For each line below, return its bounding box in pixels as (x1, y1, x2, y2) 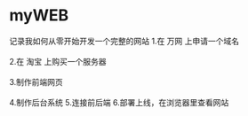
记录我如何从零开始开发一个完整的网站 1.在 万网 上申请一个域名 (9, 35, 240, 46)
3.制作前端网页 (9, 76, 64, 87)
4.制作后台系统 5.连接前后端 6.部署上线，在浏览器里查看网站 (9, 97, 229, 107)
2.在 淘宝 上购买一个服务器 (9, 56, 107, 66)
